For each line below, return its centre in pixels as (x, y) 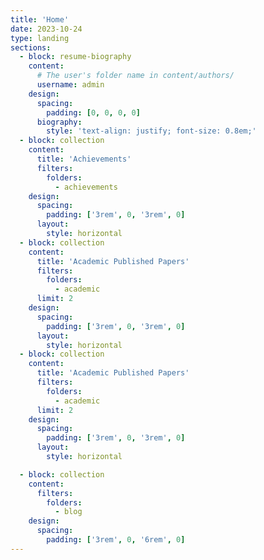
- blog (68, 512)
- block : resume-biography (75, 57)
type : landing (40, 38)
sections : (31, 47)
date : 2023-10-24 (46, 29)
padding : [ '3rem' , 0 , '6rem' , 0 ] (116, 540)
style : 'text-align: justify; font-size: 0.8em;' (151, 131)
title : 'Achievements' (84, 159)
